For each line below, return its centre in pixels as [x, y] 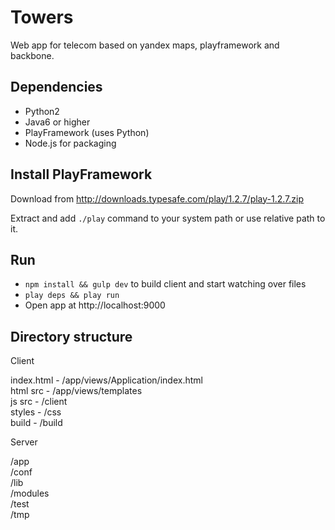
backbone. [32, 55]
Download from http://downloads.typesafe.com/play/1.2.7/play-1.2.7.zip [157, 198]
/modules [30, 493]
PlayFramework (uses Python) [87, 132]
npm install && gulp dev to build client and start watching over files [165, 284]
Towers [42, 17]
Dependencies [56, 87]
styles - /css [36, 412]
